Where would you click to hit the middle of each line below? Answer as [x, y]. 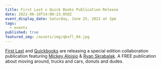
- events [19, 28]
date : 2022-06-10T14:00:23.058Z [38, 14]
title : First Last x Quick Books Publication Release [62, 10]
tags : [11, 23]
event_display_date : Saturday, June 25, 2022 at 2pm [61, 19]
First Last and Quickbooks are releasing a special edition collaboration [77, 51]
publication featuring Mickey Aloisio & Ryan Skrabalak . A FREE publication [80, 56]
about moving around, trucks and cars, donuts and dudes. [64, 61]
